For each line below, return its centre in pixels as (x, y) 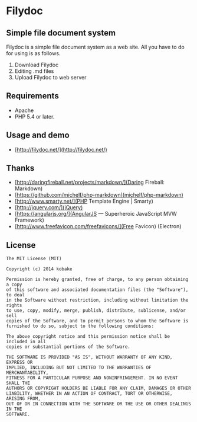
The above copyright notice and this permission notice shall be (88, 337)
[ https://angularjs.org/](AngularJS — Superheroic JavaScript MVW (96, 214)
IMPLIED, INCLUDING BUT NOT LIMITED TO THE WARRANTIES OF (79, 368)
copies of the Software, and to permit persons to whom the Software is (97, 321)
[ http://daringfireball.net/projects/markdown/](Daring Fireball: (90, 183)
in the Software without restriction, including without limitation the (97, 300)
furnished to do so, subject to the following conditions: (80, 326)
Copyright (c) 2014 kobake (39, 269)
